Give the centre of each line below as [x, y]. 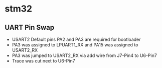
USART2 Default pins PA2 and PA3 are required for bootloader [76, 39]
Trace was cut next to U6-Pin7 [44, 61]
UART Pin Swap [30, 27]
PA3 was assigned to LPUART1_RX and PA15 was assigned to [75, 45]
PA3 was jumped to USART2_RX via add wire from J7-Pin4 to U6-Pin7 [85, 55]
